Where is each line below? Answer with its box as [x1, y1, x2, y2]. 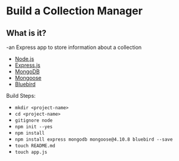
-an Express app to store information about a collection [6, 44, 142, 51]
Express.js [14, 61, 41, 69]
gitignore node [14, 117, 53, 123]
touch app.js [14, 149, 48, 155]
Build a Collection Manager [6, 4, 143, 18]
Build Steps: [6, 92, 36, 99]
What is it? [6, 28, 47, 38]
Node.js [14, 55, 35, 62]
